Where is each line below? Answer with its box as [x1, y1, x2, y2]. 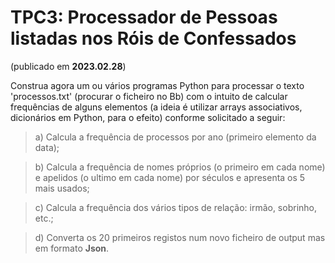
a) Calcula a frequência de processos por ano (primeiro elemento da [34, 131, 317, 143]
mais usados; [34, 182, 90, 194]
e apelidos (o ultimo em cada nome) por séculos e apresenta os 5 [34, 171, 306, 183]
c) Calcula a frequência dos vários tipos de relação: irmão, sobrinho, [34, 201, 318, 213]
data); [34, 141, 60, 153]
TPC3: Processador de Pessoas [10, 6, 278, 29]
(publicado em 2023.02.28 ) [10, 60, 127, 72]
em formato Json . [34, 242, 110, 254]
